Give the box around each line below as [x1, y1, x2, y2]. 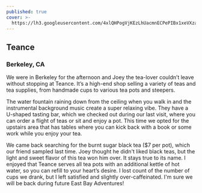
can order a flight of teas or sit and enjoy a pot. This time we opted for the [6, 117, 189, 125]
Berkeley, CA [6, 60, 45, 68]
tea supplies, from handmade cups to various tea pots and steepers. [6, 86, 176, 94]
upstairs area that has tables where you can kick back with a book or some [6, 123, 192, 131]
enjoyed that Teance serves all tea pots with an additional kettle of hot [6, 161, 180, 168]
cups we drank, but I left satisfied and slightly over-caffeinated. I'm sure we [6, 173, 193, 180]
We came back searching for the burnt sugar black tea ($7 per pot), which [6, 141, 191, 149]
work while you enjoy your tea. [6, 130, 82, 137]
